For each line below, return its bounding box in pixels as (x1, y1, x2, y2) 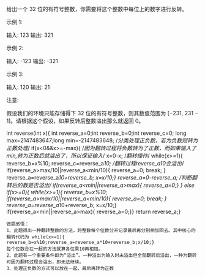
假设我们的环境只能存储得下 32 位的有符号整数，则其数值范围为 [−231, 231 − (6, 110, 199, 116)
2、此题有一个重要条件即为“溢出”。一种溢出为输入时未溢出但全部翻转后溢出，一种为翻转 (6, 252, 197, 259)
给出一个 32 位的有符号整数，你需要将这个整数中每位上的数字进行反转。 (6, 6, 188, 12)
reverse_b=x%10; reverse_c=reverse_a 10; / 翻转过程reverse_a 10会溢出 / (6, 160, 184, 167)
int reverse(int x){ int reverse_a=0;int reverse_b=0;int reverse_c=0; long (6, 129, 187, 137)
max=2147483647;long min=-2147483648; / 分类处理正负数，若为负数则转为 (6, 137, 198, 144)
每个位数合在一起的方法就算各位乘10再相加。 (6, 246, 103, 252)
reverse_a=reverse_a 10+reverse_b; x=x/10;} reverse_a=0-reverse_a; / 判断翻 (6, 174, 198, 181)
